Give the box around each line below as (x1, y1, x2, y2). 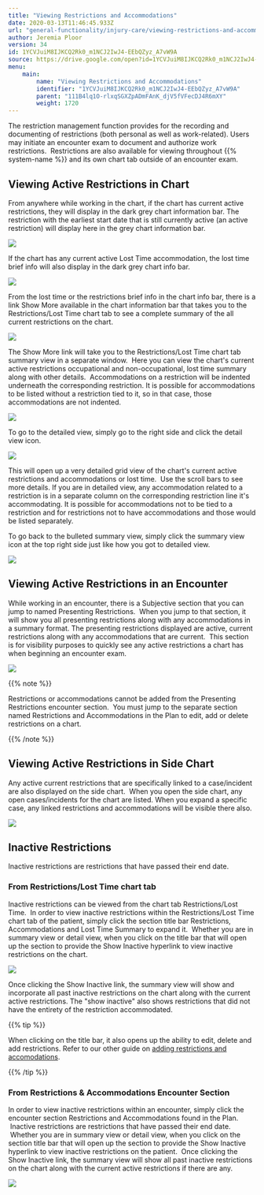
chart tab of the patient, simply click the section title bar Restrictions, (8, 916, 232, 925)
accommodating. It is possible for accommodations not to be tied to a (8, 499, 233, 508)
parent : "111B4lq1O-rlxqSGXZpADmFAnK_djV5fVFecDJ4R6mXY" (36, 92, 226, 100)
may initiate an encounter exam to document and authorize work (8, 138, 218, 147)
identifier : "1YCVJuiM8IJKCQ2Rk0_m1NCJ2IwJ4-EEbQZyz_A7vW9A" (36, 84, 241, 93)
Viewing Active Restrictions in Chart (8, 177, 190, 191)
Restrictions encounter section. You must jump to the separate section (8, 702, 238, 712)
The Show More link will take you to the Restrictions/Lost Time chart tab (8, 347, 241, 356)
